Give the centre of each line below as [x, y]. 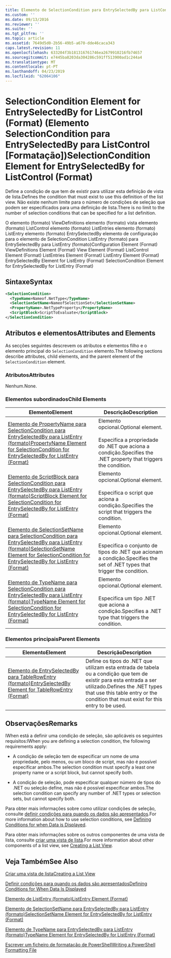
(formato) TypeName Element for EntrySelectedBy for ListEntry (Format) [80, 935]
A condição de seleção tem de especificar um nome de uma [76, 756]
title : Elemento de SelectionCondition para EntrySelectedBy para [77, 10]
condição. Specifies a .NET [130, 611]
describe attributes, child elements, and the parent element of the [74, 356]
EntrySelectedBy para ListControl [78, 145]
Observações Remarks [41, 723]
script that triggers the [125, 512]
